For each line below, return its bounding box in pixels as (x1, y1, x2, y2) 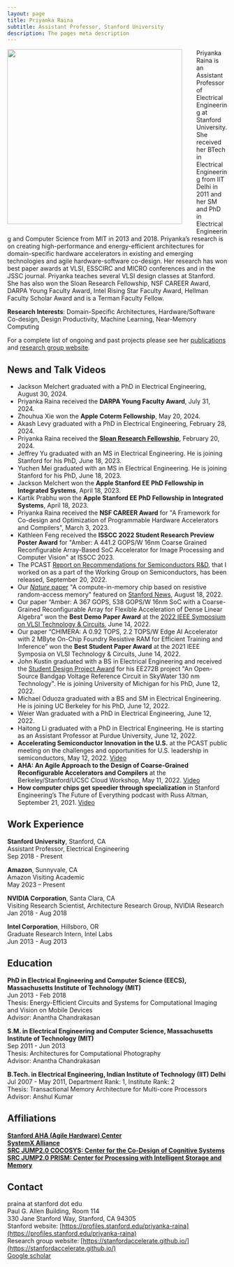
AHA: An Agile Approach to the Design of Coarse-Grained (17, 761, 189, 770)
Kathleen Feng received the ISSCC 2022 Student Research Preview (17, 531, 214, 539)
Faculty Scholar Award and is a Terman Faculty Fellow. (7, 294, 164, 303)
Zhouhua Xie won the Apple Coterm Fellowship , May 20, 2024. (17, 412, 201, 420)
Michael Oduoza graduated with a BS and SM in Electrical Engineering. (17, 694, 221, 703)
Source (17, 672, 38, 680)
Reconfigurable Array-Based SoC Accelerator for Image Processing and (17, 546, 225, 554)
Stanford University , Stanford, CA (7, 837, 106, 845)
